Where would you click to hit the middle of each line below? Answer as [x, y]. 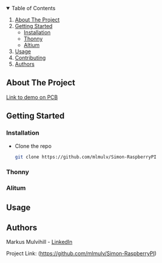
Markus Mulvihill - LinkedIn [39, 242]
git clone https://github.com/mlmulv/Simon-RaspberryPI [85, 157]
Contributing [30, 58]
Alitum [16, 188]
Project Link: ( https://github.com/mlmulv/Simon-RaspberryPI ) [81, 253]
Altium [32, 45]
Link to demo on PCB [32, 97]
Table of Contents [33, 8]
